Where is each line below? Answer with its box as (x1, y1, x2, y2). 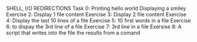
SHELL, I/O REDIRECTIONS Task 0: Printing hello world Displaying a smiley (6, 5, 186, 12)
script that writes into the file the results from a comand (6, 29, 141, 36)
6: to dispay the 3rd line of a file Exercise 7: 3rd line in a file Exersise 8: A (6, 23, 182, 30)
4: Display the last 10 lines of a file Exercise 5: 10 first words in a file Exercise (6, 17, 192, 24)
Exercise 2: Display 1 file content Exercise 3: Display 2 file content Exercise (6, 11, 186, 18)
